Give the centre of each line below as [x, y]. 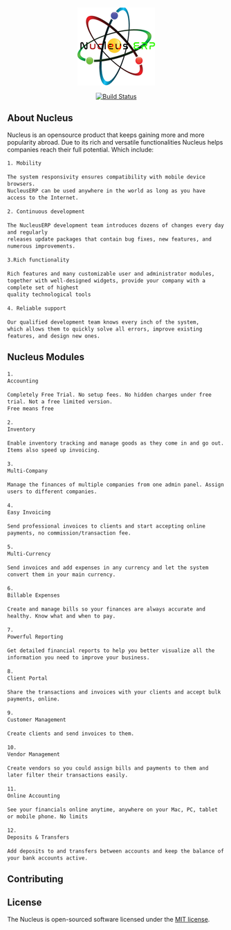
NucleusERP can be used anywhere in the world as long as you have [107, 191]
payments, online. [34, 699]
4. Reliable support [37, 308]
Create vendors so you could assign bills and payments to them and [108, 768]
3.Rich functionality [38, 260]
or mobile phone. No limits [48, 817]
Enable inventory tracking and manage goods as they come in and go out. [116, 443]
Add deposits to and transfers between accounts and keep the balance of [116, 851]
